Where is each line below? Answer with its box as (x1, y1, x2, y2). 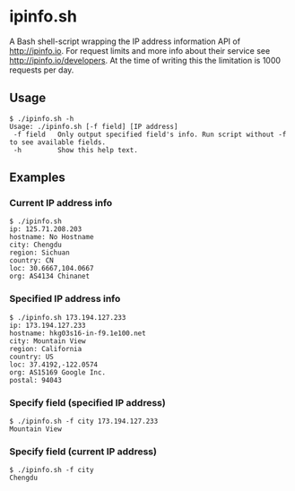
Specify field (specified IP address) (9, 396, 166, 409)
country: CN (9, 256, 54, 265)
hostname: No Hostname (9, 233, 94, 242)
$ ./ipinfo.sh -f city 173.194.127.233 (9, 417, 159, 426)
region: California (9, 344, 82, 353)
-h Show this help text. (13, 145, 139, 154)
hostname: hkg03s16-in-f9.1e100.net (9, 329, 146, 338)
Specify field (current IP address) (9, 445, 157, 458)
